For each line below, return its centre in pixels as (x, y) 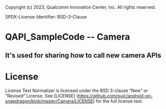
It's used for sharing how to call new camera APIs (83, 55)
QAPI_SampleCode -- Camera (68, 37)
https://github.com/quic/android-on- (115, 96)
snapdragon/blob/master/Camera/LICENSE (49, 101)
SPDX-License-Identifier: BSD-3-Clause (46, 17)
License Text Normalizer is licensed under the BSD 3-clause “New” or (77, 90)
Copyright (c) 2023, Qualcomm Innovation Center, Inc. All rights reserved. (81, 7)
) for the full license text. (118, 101)
